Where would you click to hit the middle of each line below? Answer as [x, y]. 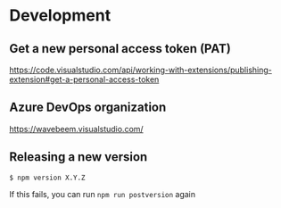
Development [60, 16]
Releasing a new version [79, 157]
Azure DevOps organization [88, 108]
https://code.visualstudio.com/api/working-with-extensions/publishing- [140, 70]
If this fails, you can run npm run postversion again [103, 194]
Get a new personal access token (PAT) [120, 49]
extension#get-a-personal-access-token [84, 79]
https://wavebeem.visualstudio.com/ [77, 129]
